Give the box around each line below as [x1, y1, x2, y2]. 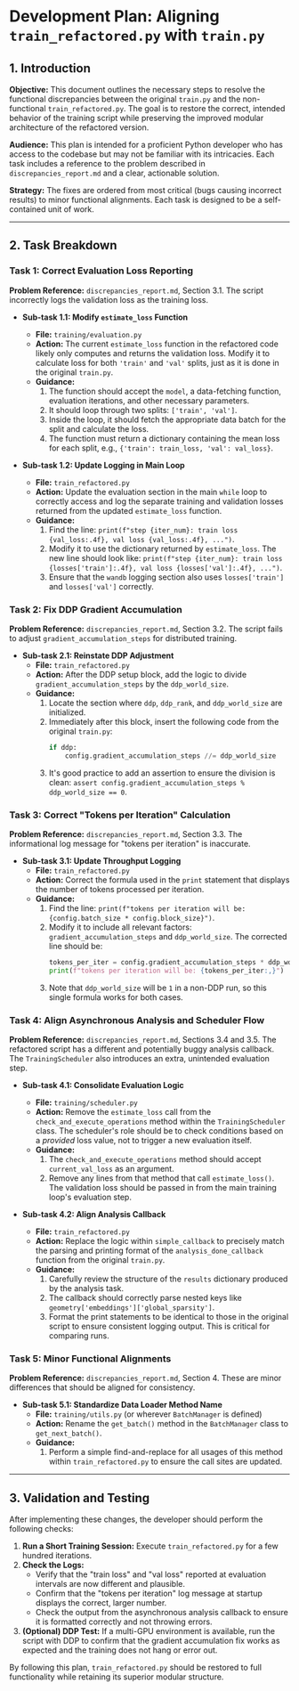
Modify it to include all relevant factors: [48, 922, 192, 932]
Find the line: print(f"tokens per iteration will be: [48, 903, 246, 914]
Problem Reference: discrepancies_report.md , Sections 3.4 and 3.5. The [9, 1035, 277, 1045]
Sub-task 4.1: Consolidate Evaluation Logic [21, 1080, 184, 1091]
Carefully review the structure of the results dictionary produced [48, 1273, 288, 1284]
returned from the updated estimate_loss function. [35, 505, 222, 516]
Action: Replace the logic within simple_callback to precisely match [35, 1236, 285, 1247]
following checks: [9, 1524, 74, 1534]
